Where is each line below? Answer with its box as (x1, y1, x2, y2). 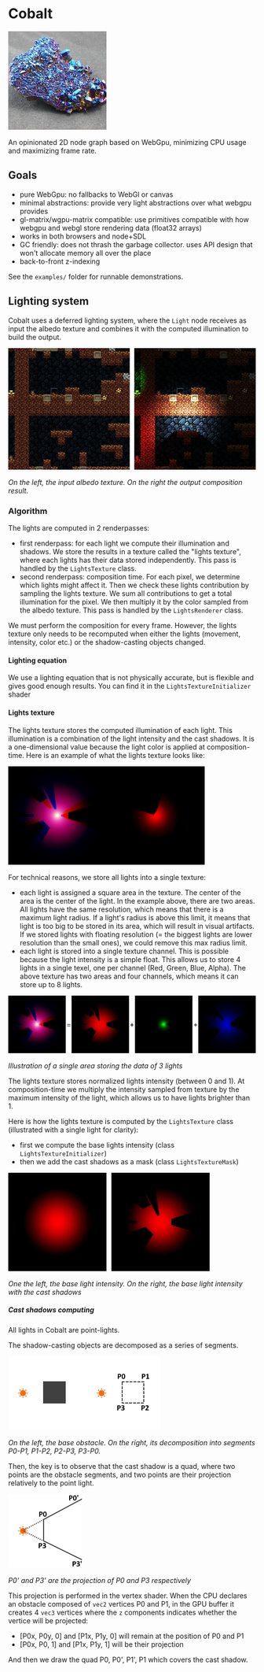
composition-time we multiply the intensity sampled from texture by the (8, 1084, 240, 1094)
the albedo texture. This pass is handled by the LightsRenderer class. (19, 605, 244, 615)
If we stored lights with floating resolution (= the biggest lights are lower (19, 930, 253, 939)
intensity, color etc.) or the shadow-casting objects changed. (8, 638, 206, 647)
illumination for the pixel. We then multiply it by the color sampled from (19, 597, 249, 607)
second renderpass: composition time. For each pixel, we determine (19, 572, 240, 582)
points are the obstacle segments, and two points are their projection (8, 1470, 232, 1479)
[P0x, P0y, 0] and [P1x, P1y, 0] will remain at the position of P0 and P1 (19, 1631, 244, 1641)
